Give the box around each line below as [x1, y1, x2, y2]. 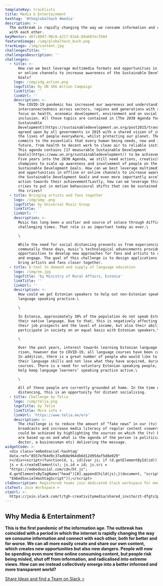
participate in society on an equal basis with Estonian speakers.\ [17, 327, 160, 333]
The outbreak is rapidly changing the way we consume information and [9, 25, 155, 30]
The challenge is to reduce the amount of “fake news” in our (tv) [17, 422, 158, 427]
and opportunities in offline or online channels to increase [17, 170, 147, 175]
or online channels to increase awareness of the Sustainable [17, 71, 147, 76]
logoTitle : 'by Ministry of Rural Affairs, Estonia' [14, 274, 123, 279]
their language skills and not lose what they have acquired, [17, 359, 147, 363]
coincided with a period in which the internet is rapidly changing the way [5, 530, 155, 536]
